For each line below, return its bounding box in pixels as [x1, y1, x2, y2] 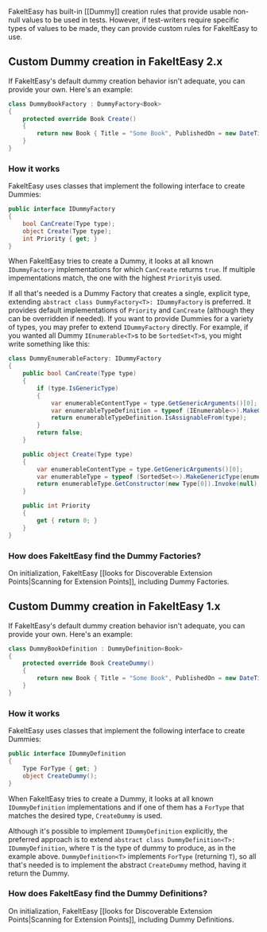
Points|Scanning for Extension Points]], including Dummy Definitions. [8, 915, 234, 924]
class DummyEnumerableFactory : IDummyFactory [8, 355, 161, 363]
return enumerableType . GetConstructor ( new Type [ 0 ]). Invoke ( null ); [37, 480, 261, 488]
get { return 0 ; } [37, 516, 98, 524]
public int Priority [22, 502, 91, 510]
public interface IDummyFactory [8, 205, 115, 213]
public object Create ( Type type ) [22, 450, 133, 458]
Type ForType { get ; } [22, 764, 98, 772]
